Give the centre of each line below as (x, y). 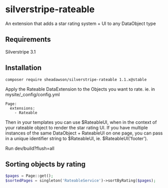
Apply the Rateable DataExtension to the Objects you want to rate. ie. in (80, 89)
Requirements (28, 39)
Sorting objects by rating (45, 164)
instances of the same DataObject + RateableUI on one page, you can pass (84, 133)
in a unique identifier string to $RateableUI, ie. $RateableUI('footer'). (77, 138)
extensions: (23, 108)
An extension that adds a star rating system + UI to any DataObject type (81, 23)
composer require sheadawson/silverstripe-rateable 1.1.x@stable (76, 79)
